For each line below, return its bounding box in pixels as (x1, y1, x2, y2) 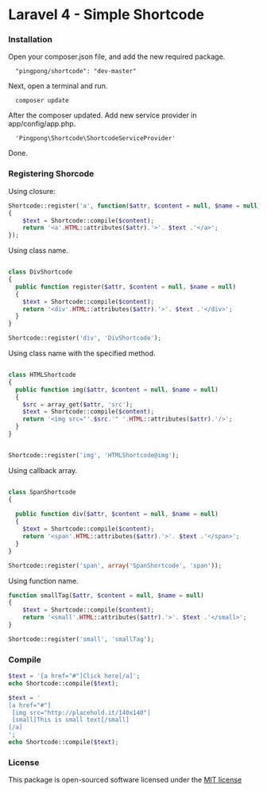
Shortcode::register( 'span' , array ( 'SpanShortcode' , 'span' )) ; (8, 561, 222, 569)
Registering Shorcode (8, 169, 95, 180)
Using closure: (8, 186, 56, 196)
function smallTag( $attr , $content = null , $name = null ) (8, 591, 204, 600)
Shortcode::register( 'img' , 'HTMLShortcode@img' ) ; (8, 451, 180, 459)
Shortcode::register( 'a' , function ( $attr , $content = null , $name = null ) (8, 201, 261, 210)
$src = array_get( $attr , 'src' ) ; (22, 400, 133, 409)
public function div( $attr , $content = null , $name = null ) (15, 511, 219, 518)
